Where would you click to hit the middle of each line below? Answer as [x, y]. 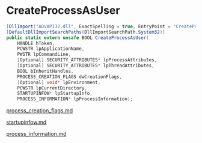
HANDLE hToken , [36, 43]
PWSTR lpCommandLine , [44, 55]
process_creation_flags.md [40, 111]
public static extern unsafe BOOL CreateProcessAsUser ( [78, 38]
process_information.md [36, 134]
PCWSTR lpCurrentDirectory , [52, 88]
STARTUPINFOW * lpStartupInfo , [55, 94]
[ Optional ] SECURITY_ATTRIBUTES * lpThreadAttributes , [86, 66]
